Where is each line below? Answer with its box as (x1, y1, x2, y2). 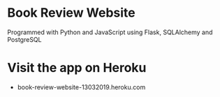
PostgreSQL (7, 35, 42, 43)
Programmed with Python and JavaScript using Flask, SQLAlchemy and (7, 28, 213, 36)
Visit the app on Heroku (7, 60, 147, 76)
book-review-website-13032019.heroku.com (17, 82, 146, 91)
